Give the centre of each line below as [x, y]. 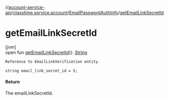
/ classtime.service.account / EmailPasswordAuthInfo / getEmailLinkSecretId [88, 13]
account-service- [26, 7]
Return [13, 82]
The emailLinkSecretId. [29, 93]
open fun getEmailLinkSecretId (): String [46, 52]
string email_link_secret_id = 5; [42, 71]
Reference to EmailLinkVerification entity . [53, 62]
